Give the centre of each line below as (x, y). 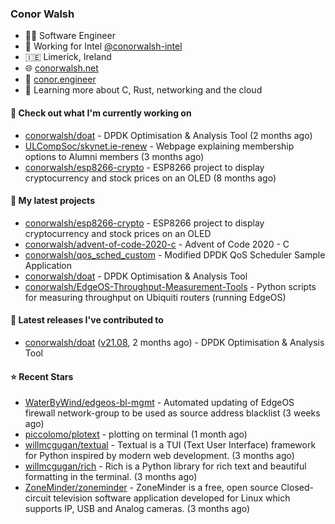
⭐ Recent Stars (42, 376)
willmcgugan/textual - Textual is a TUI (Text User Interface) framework (170, 445)
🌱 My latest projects (52, 201)
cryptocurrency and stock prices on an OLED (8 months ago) (150, 178)
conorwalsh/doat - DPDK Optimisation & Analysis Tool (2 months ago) (168, 135)
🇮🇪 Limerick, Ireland (68, 57)
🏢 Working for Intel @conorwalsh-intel (103, 46)
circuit (38, 498)
